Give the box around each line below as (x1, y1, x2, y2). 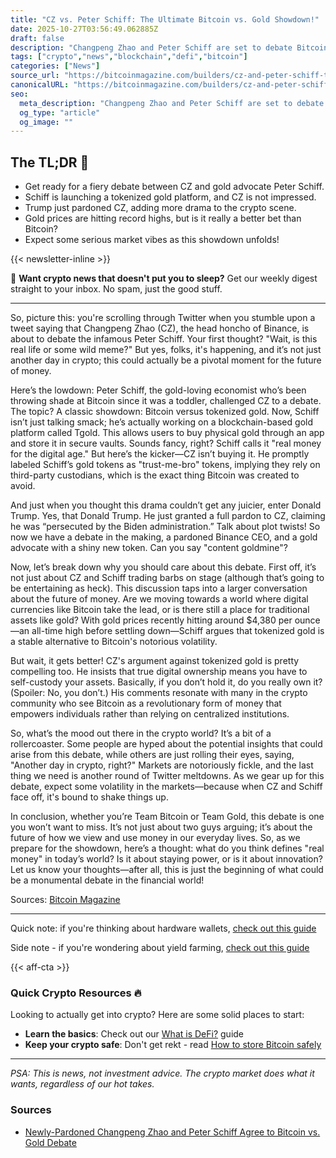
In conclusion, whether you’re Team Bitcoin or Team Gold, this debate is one (10, 811, 325, 823)
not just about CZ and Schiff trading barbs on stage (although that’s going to (10, 572, 325, 584)
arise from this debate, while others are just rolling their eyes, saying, (10, 749, 295, 761)
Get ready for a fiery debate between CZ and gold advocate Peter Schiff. (24, 181, 325, 193)
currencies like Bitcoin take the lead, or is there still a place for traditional (10, 604, 310, 616)
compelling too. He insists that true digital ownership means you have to (10, 666, 308, 678)
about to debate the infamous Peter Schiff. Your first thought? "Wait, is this (10, 333, 318, 345)
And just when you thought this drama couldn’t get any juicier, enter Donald (10, 499, 322, 511)
